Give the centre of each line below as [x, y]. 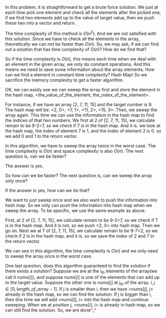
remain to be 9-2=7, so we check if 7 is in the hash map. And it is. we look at [83, 126]
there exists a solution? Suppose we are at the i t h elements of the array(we [81, 271]
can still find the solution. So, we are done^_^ [51, 310]
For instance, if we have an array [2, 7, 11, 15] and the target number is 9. [79, 104]
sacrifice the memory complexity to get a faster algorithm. [64, 80]
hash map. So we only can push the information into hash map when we [79, 205]
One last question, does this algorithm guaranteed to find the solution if [78, 265]
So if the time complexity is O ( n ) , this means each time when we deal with [81, 59]
